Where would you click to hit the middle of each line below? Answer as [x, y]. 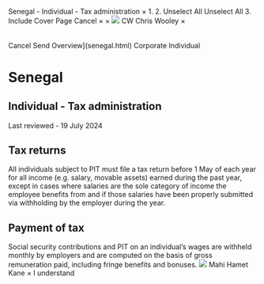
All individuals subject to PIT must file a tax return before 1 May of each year [132, 169]
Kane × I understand [41, 273]
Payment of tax [46, 227]
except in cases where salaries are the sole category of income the [117, 186]
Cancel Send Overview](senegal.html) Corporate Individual [104, 45]
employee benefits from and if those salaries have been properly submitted [131, 195]
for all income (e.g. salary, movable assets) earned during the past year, [125, 178]
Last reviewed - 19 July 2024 [55, 125]
